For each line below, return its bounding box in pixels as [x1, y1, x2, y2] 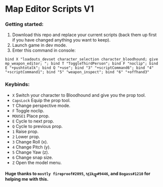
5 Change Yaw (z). [12, 149, 49, 155]
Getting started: [5, 21, 44, 28]
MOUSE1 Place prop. [12, 113, 50, 119]
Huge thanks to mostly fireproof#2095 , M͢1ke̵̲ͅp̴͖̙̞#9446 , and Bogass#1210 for [5, 171, 150, 177]
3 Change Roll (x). [12, 139, 48, 145]
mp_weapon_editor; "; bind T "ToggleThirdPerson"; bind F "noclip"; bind [5, 61, 159, 66]
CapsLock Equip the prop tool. [12, 97, 71, 103]
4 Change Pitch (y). [12, 144, 51, 150]
